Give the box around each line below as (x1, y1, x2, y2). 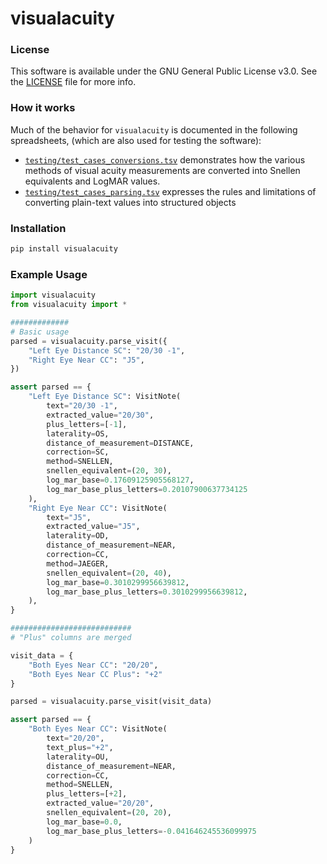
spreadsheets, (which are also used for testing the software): (10, 134, 262, 146)
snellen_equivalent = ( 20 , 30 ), (46, 466, 172, 476)
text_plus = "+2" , (46, 742, 114, 752)
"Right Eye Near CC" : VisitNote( (28, 503, 168, 513)
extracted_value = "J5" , (46, 522, 141, 532)
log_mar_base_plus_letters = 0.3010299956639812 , (46, 587, 248, 597)
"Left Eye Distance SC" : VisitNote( (28, 392, 182, 402)
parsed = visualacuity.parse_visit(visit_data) (10, 697, 213, 707)
